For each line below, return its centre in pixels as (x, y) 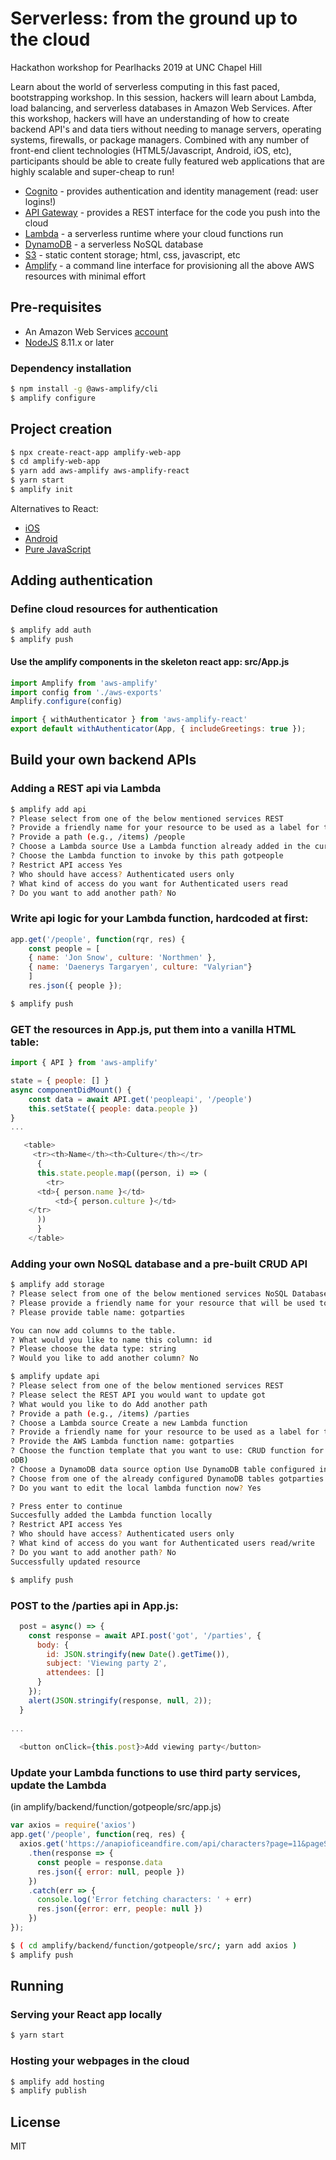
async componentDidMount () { (71, 1090)
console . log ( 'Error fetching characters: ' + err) (144, 1900)
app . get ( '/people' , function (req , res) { (98, 1835)
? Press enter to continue (66, 1506)
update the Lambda (58, 1785)
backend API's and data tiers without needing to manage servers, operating (166, 129)
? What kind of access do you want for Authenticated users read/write (162, 1543)
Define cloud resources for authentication (114, 609)
